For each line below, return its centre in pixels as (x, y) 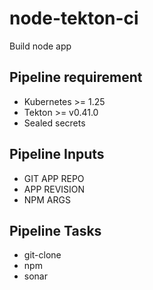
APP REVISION (54, 189)
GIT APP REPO (54, 178)
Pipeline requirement (76, 77)
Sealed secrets (54, 123)
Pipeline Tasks (55, 230)
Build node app (40, 46)
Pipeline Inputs (57, 154)
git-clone (42, 255)
